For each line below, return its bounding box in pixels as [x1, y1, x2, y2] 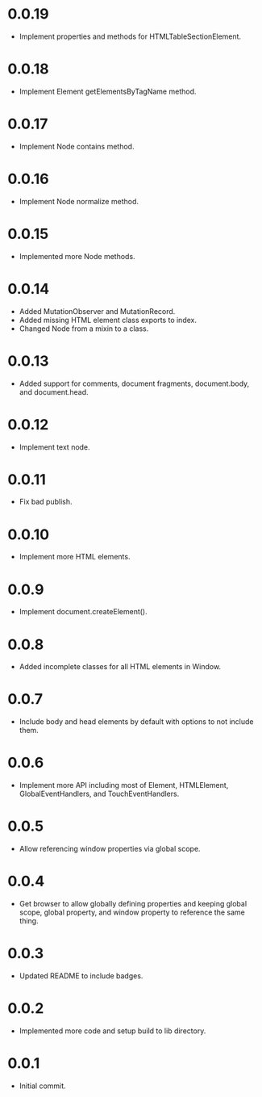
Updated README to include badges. [19, 970, 143, 981]
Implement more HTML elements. [19, 552, 131, 562]
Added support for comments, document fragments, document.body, [19, 379, 250, 388]
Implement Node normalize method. [19, 196, 139, 206]
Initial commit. [19, 1081, 66, 1091]
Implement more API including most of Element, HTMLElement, [19, 781, 229, 790]
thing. [19, 916, 39, 925]
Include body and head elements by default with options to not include [19, 717, 255, 726]
